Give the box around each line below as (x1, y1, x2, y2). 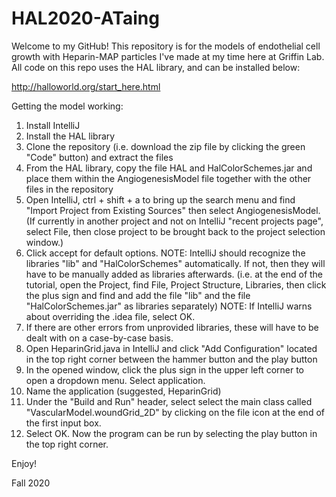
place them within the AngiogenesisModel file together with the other (25, 172, 312, 184)
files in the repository (25, 183, 114, 195)
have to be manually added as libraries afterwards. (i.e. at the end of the (25, 268, 324, 280)
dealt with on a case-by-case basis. (25, 332, 174, 344)
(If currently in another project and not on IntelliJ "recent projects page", (25, 215, 324, 227)
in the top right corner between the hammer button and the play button (25, 353, 318, 365)
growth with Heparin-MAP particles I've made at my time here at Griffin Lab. (11, 50, 325, 62)
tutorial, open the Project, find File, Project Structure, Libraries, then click (25, 278, 327, 291)
